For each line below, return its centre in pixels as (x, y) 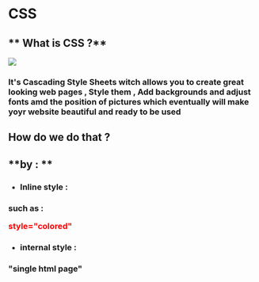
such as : (26, 208)
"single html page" (46, 269)
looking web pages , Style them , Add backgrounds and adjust (129, 92)
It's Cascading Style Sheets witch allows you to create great (126, 82)
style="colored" (40, 226)
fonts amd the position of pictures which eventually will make (129, 101)
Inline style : (44, 187)
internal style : (48, 247)
